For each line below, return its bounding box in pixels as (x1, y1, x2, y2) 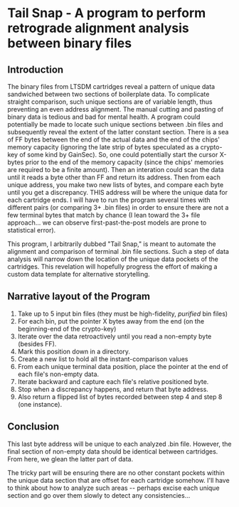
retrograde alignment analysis (7, 20, 190, 36)
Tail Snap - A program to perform (7, 5, 206, 21)
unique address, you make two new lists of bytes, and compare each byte (7, 181, 224, 189)
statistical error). (7, 226, 56, 234)
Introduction (7, 63, 64, 75)
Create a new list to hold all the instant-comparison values (17, 354, 188, 363)
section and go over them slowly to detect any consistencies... (7, 491, 191, 499)
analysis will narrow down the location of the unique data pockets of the (7, 255, 218, 263)
